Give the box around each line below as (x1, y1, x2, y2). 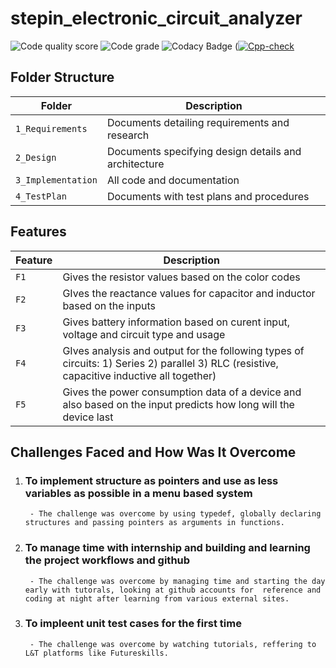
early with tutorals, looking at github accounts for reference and (24, 585, 322, 595)
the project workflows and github (24, 553, 191, 567)
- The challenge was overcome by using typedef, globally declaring (29, 509, 322, 519)
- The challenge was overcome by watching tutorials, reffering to (29, 639, 317, 649)
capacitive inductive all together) (62, 368, 217, 382)
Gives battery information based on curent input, (62, 315, 291, 329)
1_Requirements (15, 123, 88, 134)
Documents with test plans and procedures (106, 189, 310, 203)
